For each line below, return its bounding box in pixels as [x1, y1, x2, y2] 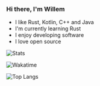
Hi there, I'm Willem [6, 5, 65, 13]
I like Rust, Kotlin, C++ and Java [14, 19, 95, 26]
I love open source [14, 38, 61, 45]
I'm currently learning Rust [14, 25, 81, 32]
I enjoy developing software [14, 31, 84, 39]
